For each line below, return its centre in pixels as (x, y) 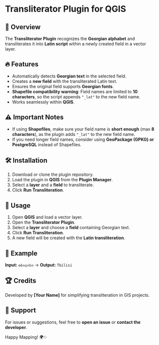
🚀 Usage (18, 205)
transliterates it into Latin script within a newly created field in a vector (76, 44)
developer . (16, 327)
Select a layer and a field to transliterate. (53, 185)
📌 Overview (23, 27)
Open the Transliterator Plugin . (44, 222)
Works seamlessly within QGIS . (43, 102)
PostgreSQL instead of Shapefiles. (47, 144)
